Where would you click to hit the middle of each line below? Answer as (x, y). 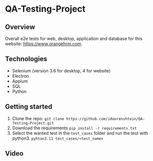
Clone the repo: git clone (38, 118)
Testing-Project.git (33, 123)
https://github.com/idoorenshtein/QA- (105, 119)
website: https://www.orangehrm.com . (44, 44)
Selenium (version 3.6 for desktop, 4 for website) (61, 71)
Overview (20, 27)
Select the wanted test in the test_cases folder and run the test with (80, 133)
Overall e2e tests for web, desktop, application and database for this (74, 38)
